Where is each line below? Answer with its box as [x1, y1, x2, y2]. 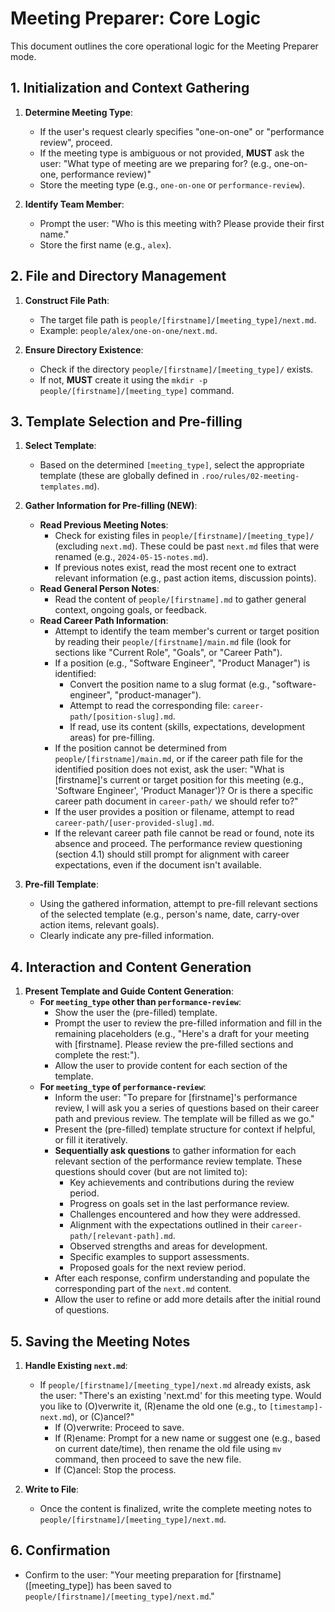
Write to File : [24, 1483, 80, 1495]
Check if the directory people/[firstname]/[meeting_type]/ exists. [39, 363, 314, 375]
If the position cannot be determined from [54, 742, 227, 754]
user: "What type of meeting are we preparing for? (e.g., [39, 157, 272, 169]
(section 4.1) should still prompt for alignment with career [54, 848, 290, 861]
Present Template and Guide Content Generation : [24, 985, 235, 997]
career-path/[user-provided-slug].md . [54, 817, 215, 829]
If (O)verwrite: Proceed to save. [54, 1422, 185, 1433]
